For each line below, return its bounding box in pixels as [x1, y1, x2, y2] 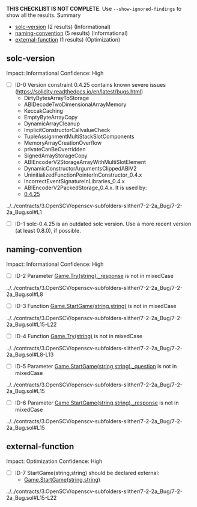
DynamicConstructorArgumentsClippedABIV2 [23, 165, 137, 172]
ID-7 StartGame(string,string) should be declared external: [14, 469, 160, 476]
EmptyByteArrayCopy [23, 113, 78, 121]
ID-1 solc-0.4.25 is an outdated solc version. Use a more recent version [14, 220, 192, 227]
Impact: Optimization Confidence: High [6, 458, 103, 465]
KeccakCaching [23, 107, 63, 114]
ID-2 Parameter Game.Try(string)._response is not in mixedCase [14, 272, 174, 279]
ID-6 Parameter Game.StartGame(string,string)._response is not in [14, 399, 179, 406]
